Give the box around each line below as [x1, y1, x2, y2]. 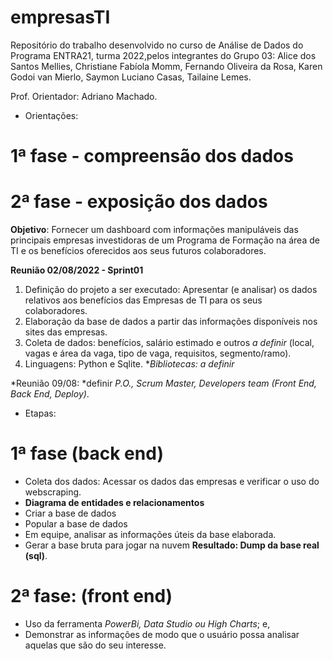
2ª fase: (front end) [10, 585, 173, 608]
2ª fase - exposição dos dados [10, 191, 268, 213]
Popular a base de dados [24, 518, 128, 530]
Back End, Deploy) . [10, 388, 90, 400]
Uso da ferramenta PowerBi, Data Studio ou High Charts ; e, [24, 617, 271, 630]
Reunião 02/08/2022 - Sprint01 [10, 264, 144, 276]
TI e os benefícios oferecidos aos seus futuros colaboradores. [10, 245, 267, 257]
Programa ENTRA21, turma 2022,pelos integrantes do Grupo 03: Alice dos [10, 49, 317, 61]
